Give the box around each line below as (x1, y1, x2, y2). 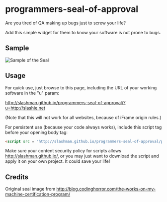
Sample (5, 44, 29, 53)
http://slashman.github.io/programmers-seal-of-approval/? (5, 99, 126, 105)
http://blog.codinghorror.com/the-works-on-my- (56, 186, 156, 192)
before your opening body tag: (5, 129, 68, 135)
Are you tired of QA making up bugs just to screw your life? (5, 20, 126, 26)
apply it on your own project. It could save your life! (5, 158, 110, 164)
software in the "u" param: (5, 90, 60, 96)
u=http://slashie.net (5, 105, 46, 111)
